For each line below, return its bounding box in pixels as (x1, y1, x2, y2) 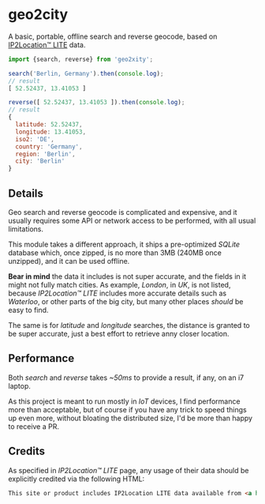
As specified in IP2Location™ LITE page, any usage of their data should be (8, 465, 249, 475)
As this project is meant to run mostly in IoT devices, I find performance (8, 397, 241, 406)
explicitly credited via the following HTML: (8, 474, 145, 483)
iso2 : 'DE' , (15, 135, 55, 143)
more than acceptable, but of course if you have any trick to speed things (8, 404, 247, 414)
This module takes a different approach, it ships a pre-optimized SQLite (8, 239, 241, 249)
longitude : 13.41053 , (15, 128, 87, 136)
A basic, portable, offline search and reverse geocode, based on (8, 32, 218, 41)
